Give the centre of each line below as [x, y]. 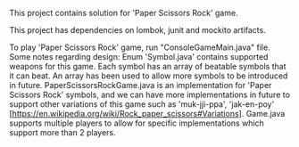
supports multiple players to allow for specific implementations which [137, 123]
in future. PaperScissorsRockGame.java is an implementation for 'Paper [141, 85]
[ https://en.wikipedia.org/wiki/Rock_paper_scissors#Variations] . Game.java [147, 114]
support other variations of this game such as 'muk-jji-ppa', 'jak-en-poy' [142, 104]
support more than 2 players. [62, 132]
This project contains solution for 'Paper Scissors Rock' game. [124, 13]
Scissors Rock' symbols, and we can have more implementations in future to [149, 94]
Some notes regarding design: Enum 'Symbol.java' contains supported [139, 57]
